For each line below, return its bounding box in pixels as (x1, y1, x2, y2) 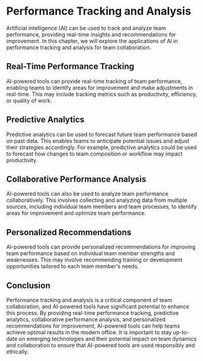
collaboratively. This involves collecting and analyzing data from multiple (6, 196, 188, 204)
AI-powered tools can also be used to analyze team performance (6, 190, 168, 198)
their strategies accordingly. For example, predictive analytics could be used (6, 143, 197, 151)
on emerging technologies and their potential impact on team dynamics (18, 335, 197, 342)
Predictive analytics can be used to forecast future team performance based (6, 131, 198, 138)
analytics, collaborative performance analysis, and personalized (6, 316, 166, 323)
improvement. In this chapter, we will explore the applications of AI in (6, 37, 178, 44)
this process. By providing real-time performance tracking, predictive (6, 309, 179, 317)
